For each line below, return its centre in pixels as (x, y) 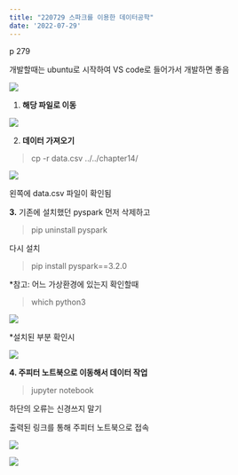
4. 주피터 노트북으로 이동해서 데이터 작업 (79, 372)
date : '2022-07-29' (45, 26)
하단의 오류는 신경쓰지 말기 (56, 408)
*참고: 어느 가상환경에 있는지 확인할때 (74, 284)
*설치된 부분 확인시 (42, 336)
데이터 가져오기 (48, 140)
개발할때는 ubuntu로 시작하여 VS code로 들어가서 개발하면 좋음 (119, 69)
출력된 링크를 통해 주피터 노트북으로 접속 (79, 427)
